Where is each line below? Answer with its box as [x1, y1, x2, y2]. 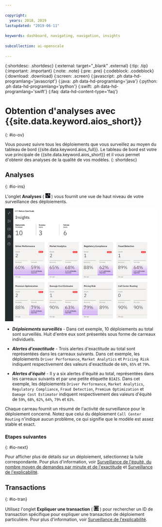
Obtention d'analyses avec [5, 105, 116, 116]
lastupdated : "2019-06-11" [5, 23, 60, 28]
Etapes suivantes [5, 433, 47, 440]
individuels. [12, 336, 35, 342]
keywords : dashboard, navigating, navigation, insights [5, 33, 120, 38]
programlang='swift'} [5, 88, 48, 94]
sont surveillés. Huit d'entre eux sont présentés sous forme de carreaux [12, 331, 156, 337]
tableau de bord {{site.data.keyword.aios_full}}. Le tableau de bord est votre [5, 146, 157, 152]
